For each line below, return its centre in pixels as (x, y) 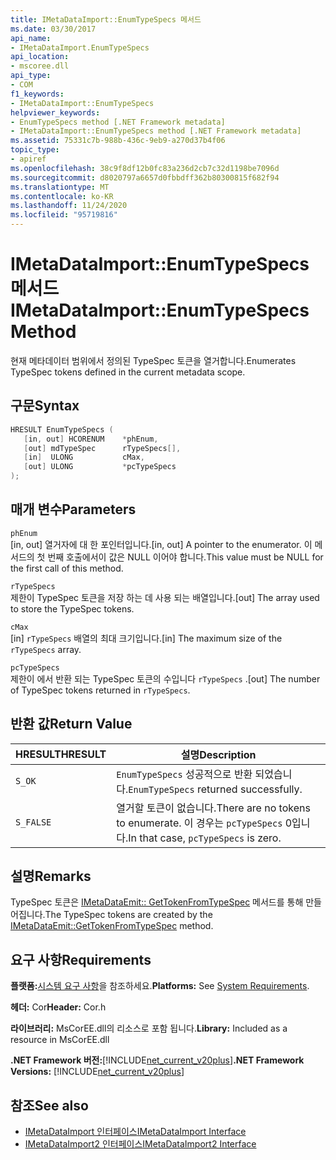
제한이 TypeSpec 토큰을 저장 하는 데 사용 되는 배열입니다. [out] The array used (165, 597)
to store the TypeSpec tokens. (72, 608)
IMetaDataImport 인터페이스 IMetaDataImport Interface (135, 1132)
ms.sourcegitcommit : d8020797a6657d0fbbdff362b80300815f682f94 (145, 177)
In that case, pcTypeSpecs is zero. (205, 838)
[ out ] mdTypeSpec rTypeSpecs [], (102, 448)
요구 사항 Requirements (81, 959)
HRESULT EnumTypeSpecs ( (62, 429)
